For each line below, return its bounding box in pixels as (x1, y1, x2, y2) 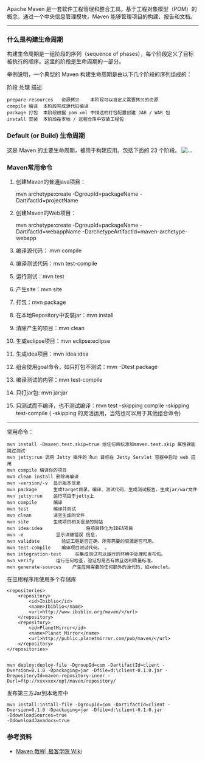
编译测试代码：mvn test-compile (15, 260, 97, 267)
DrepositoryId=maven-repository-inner (7, 672, 105, 679)
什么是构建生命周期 (7, 35, 63, 44)
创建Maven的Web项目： (15, 209, 77, 216)
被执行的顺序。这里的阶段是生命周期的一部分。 (7, 58, 124, 65)
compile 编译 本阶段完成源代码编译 (7, 103, 89, 109)
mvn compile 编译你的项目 (7, 467, 68, 473)
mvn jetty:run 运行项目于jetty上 (7, 493, 94, 499)
